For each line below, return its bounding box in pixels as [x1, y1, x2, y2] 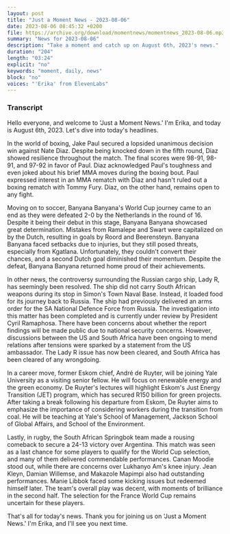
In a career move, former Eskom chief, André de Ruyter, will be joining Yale [7, 369, 218, 377]
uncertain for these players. [7, 498, 86, 507]
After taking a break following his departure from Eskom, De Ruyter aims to [7, 397, 218, 406]
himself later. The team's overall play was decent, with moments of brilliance [7, 484, 223, 492]
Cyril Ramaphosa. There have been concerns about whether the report [7, 318, 207, 327]
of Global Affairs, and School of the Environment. [7, 419, 146, 428]
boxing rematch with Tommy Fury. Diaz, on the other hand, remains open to [7, 183, 220, 191]
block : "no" [7, 73, 41, 81]
